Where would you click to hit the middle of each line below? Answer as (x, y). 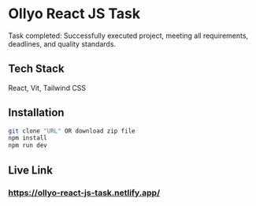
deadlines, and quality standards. (62, 43)
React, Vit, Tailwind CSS (47, 88)
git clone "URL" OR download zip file (72, 131)
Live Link (31, 170)
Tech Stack (36, 69)
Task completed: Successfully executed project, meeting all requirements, (128, 36)
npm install (28, 138)
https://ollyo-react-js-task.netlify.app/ (84, 193)
